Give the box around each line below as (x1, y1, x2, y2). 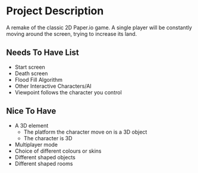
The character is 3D (23, 134, 73, 141)
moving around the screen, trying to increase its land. (6, 30, 137, 37)
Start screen (14, 63, 46, 70)
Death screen (14, 70, 48, 77)
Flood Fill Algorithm (14, 76, 63, 83)
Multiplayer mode (14, 141, 58, 148)
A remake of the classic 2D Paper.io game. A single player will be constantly (6, 24, 192, 31)
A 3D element (14, 122, 49, 129)
